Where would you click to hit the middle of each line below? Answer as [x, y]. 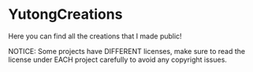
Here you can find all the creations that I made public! [95, 36]
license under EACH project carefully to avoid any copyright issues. [117, 59]
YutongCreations [65, 14]
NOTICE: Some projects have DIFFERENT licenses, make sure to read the [127, 51]
